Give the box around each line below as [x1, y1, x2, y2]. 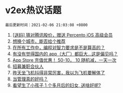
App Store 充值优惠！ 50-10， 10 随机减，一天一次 [12, 57, 116, 63]
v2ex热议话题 [5, 5, 62, 16]
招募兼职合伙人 [12, 63, 44, 69]
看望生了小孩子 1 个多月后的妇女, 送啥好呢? [12, 82, 101, 88]
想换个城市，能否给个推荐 [12, 38, 66, 44]
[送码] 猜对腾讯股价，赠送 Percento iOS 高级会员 [12, 32, 113, 38]
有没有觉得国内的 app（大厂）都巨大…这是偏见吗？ [12, 51, 118, 57]
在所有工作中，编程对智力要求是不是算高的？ [12, 44, 105, 50]
